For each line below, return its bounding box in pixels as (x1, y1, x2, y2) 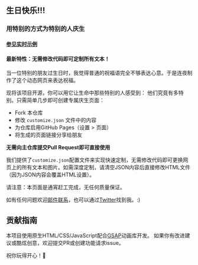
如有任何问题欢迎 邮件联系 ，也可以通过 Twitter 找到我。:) (6, 197, 141, 204)
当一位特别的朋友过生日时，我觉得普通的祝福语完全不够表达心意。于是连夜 (6, 70, 187, 77)
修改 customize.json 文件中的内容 (14, 117, 96, 124)
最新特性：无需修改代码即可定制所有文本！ (6, 55, 110, 62)
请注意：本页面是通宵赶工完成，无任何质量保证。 (6, 184, 125, 191)
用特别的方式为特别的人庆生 (6, 25, 85, 33)
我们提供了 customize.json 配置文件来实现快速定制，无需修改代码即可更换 (6, 156, 183, 163)
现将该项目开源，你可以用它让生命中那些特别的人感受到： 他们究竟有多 (6, 89, 178, 96)
